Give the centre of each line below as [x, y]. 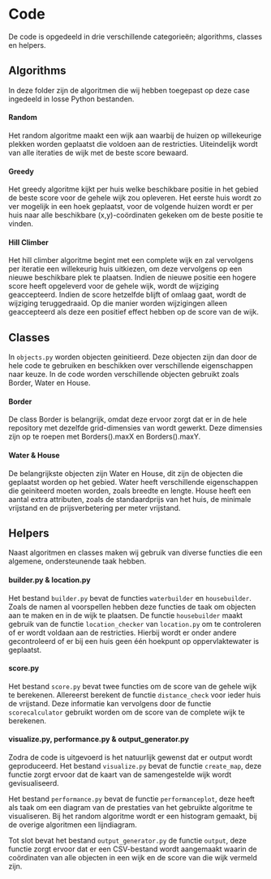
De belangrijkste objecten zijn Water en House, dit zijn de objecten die [126, 473]
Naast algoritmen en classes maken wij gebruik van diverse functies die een [135, 553]
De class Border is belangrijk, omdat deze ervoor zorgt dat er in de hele [128, 419]
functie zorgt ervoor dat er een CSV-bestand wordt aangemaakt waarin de [133, 849]
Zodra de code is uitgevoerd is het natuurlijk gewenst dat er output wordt [131, 757]
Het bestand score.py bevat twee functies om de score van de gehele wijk [133, 686]
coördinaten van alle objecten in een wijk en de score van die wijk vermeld [133, 858]
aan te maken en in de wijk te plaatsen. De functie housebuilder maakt [126, 615]
